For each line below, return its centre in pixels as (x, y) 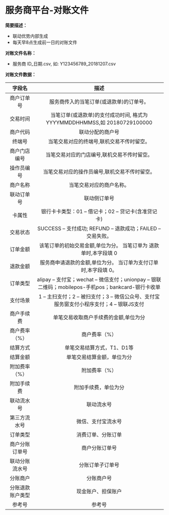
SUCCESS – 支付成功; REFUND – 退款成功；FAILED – (99, 228)
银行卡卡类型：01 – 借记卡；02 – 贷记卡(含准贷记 (99, 211)
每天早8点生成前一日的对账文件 (45, 42)
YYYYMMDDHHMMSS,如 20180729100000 (99, 123)
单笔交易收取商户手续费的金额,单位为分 (99, 317)
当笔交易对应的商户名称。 (99, 185)
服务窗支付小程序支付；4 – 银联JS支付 (99, 304)
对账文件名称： (21, 53)
